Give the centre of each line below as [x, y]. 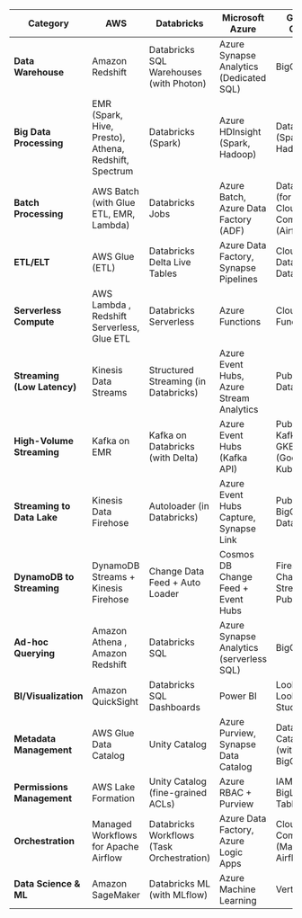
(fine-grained [178, 793]
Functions [240, 321]
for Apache [115, 847]
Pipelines [238, 279]
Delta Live [170, 262]
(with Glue [114, 203]
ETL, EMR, [114, 214]
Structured [172, 370]
